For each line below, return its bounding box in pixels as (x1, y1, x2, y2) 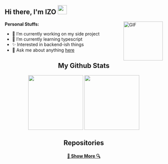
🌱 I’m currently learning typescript (12, 36, 83, 42)
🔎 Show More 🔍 (67, 153, 101, 159)
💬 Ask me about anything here (12, 47, 75, 53)
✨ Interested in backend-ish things (12, 41, 84, 47)
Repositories (63, 138, 104, 147)
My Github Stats (58, 61, 110, 70)
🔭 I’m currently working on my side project (12, 30, 100, 36)
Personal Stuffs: (5, 21, 40, 27)
